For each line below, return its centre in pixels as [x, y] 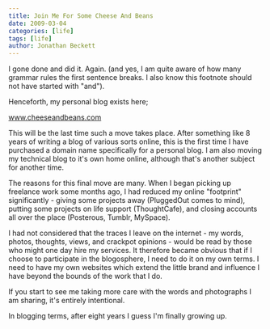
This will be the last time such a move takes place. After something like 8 [129, 133]
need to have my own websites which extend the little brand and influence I [134, 268]
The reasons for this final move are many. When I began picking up [120, 183]
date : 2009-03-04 [38, 23]
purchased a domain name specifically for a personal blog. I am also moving [135, 150]
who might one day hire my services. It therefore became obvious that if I [130, 251]
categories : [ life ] [41, 31]
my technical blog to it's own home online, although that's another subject [132, 159]
